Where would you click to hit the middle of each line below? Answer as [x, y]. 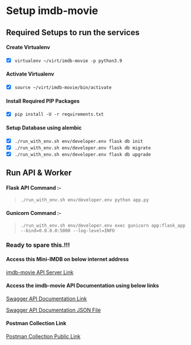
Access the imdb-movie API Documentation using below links [83, 286]
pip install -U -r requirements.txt [59, 115]
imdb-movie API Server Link [40, 272]
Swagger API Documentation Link [46, 298]
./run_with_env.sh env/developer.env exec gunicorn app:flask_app [103, 226]
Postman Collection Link [36, 323]
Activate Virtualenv [30, 74]
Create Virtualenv [28, 47]
